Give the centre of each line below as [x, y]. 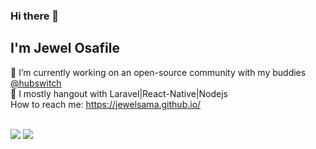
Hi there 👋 [35, 16]
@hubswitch [36, 83]
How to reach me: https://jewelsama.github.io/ [106, 104]
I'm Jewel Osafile [65, 48]
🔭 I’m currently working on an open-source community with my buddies [158, 72]
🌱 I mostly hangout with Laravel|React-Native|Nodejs [119, 93]
